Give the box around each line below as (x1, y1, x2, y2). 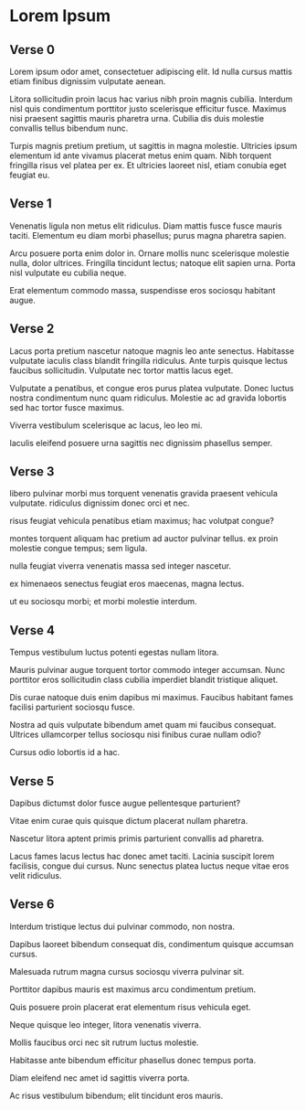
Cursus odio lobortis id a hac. (9, 747, 121, 758)
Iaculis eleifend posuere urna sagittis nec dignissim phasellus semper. (9, 437, 273, 448)
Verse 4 (9, 623, 55, 638)
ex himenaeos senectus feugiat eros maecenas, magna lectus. (9, 578, 245, 590)
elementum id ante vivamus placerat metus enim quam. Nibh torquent (9, 150, 272, 161)
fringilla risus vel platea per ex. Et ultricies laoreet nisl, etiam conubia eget (9, 160, 287, 170)
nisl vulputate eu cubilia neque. (9, 267, 127, 278)
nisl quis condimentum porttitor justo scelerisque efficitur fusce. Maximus (9, 103, 287, 114)
